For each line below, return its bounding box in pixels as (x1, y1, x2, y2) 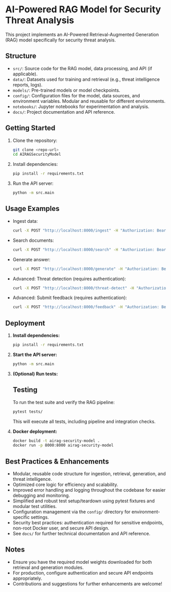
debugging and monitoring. (12, 493, 70, 499)
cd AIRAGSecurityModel (12, 152, 61, 157)
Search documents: (12, 237, 54, 243)
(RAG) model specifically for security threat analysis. (5, 37, 116, 43)
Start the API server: (12, 351, 57, 357)
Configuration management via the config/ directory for (12, 509, 131, 515)
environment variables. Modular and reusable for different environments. (12, 98, 166, 104)
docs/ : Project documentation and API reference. (12, 109, 115, 115)
